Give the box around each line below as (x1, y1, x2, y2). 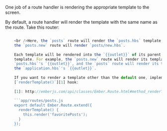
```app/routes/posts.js (14, 98, 64, 103)
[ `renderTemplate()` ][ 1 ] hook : (14, 79, 79, 85)
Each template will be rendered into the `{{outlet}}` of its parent (14, 52, 162, 57)
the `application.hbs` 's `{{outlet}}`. (14, 66, 97, 71)
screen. (5, 9, 21, 15)
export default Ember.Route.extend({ (14, 103, 92, 108)
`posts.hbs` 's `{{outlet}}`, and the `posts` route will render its (14, 62, 159, 66)
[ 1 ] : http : (14, 89, 37, 94)
